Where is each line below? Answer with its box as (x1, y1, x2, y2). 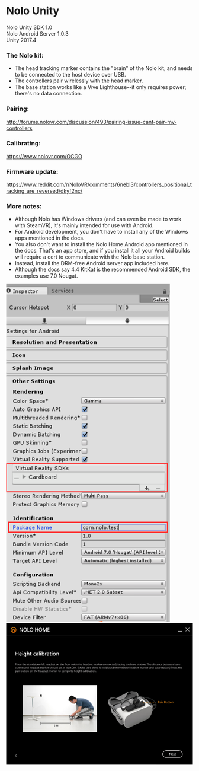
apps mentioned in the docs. (14, 234, 85, 241)
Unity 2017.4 (6, 36, 37, 43)
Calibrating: (6, 139, 41, 148)
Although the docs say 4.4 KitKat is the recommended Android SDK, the (14, 266, 191, 273)
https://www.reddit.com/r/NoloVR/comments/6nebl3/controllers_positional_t (6, 181, 192, 188)
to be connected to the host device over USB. (14, 71, 126, 78)
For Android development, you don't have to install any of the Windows (14, 228, 188, 235)
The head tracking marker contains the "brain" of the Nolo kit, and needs (14, 65, 193, 72)
